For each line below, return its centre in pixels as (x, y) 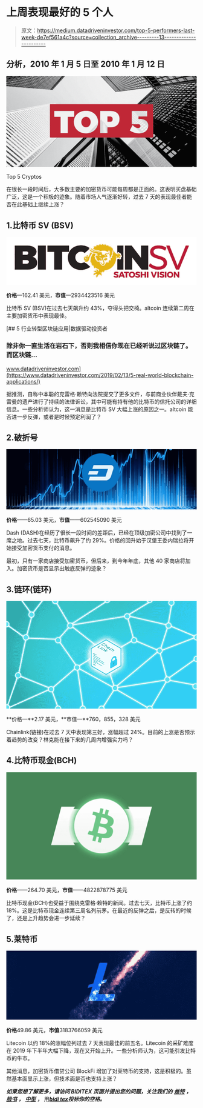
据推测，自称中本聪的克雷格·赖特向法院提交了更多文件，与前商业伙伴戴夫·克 (101, 394)
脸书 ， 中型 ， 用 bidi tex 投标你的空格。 (56, 1099)
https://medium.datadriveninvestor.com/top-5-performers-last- (116, 30)
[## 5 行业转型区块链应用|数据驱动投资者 (57, 329)
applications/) (23, 381)
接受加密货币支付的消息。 (43, 548)
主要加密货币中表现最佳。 (38, 316)
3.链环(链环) (29, 589)
